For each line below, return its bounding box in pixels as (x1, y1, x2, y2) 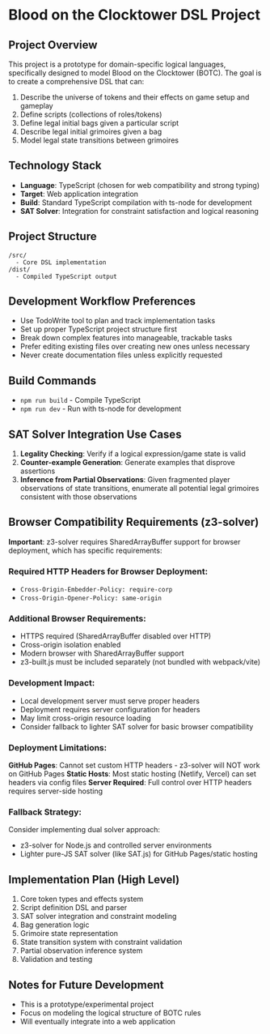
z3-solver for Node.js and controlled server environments (19, 840, 213, 850)
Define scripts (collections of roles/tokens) (19, 109, 162, 119)
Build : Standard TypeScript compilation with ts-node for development (19, 197, 252, 207)
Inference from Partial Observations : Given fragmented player (19, 475, 230, 485)
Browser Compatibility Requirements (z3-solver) (8, 515, 259, 529)
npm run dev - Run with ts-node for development (19, 404, 182, 414)
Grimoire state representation (19, 929, 119, 938)
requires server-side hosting (8, 786, 103, 796)
